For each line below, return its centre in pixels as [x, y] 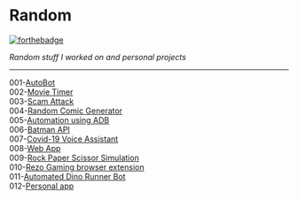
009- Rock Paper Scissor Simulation [74, 158]
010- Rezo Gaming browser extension [77, 167]
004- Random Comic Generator [66, 111]
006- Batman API [40, 129]
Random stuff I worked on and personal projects [98, 57]
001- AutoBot [32, 82]
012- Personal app [42, 186]
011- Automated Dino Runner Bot [67, 176]
